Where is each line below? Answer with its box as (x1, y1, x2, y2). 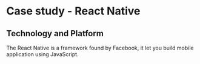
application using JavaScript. (6, 51, 79, 58)
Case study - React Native (6, 4, 141, 18)
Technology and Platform (6, 28, 104, 39)
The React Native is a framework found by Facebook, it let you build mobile (6, 44, 194, 51)
